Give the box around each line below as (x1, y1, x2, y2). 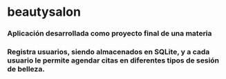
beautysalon (7, 4, 82, 20)
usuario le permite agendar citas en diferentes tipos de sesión (7, 56, 220, 65)
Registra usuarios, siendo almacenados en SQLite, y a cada (7, 47, 210, 57)
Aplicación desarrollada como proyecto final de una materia (7, 29, 212, 38)
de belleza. (7, 65, 45, 74)
